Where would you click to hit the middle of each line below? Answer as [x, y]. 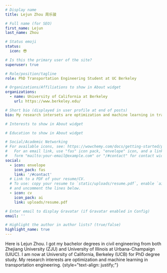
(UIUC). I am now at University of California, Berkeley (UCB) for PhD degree [83, 254]
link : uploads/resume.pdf [41, 202]
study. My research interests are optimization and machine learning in [77, 260]
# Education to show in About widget [44, 133]
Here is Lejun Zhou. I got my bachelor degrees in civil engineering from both [83, 244]
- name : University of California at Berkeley [59, 97]
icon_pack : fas [30, 170]
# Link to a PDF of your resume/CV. [47, 179]
